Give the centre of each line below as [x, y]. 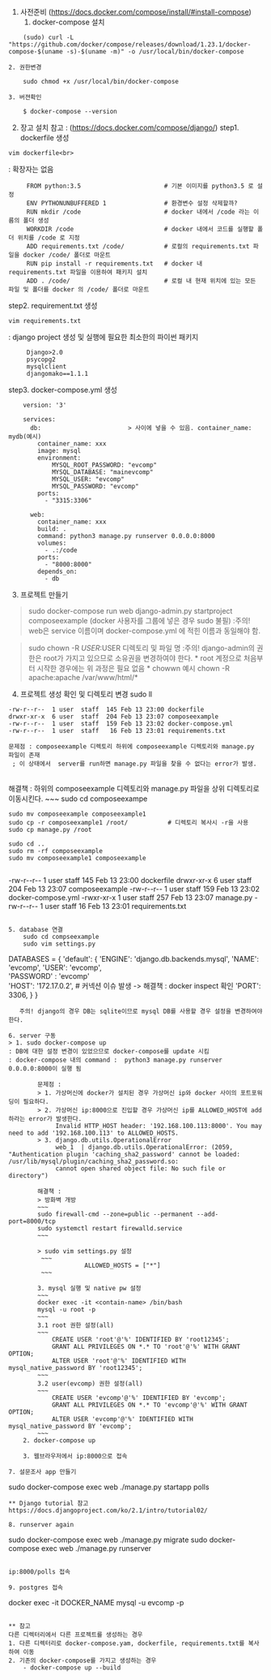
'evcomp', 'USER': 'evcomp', [55, 967]
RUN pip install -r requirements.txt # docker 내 [114, 264]
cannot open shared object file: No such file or [141, 1169]
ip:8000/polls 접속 [40, 1572]
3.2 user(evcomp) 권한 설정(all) [90, 1384]
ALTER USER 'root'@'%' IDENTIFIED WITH [119, 1361]
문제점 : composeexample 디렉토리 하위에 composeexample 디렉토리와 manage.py [131, 747]
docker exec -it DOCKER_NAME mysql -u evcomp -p [96, 1602]
